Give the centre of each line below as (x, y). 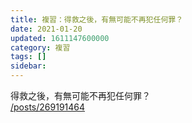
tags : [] (28, 57)
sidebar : (28, 66)
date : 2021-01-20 (46, 29)
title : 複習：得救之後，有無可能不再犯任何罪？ (97, 19)
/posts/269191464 (48, 107)
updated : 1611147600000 (60, 38)
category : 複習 (40, 47)
